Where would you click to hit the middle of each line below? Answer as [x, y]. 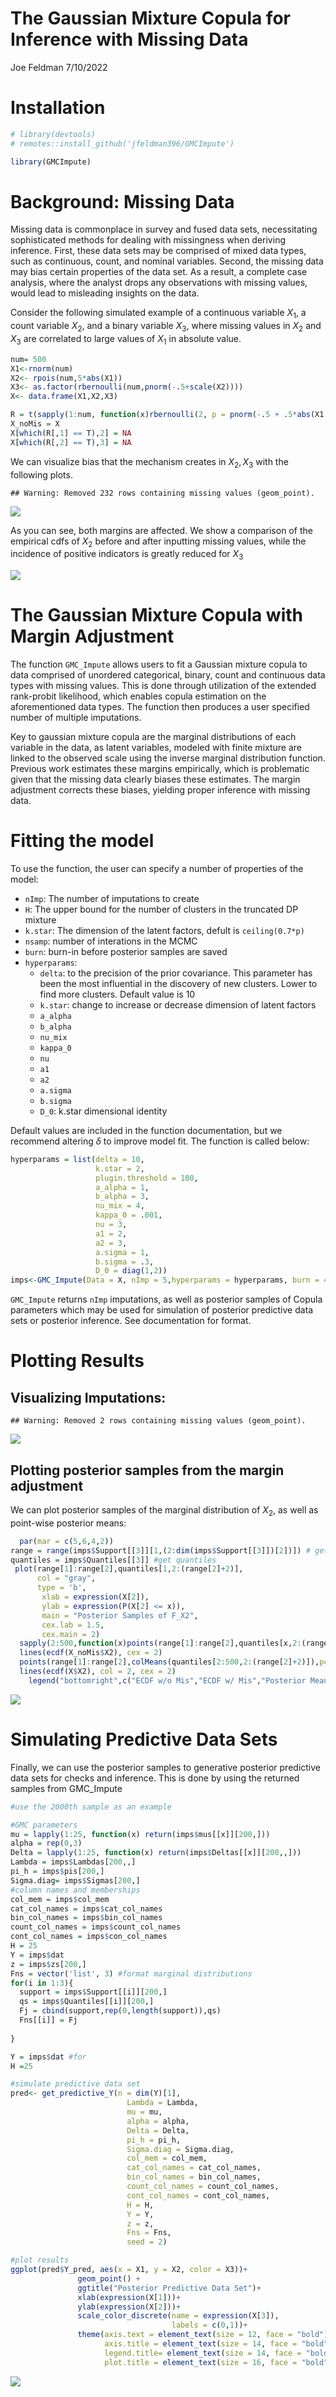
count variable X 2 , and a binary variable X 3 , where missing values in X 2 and [166, 327]
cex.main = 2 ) [71, 1634]
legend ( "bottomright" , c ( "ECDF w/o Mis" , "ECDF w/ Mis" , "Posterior [167, 1680]
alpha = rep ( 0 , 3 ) [46, 1843]
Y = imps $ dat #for [48, 2057]
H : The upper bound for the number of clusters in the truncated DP [161, 909]
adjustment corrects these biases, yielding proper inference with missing [160, 790]
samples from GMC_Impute [66, 1788]
